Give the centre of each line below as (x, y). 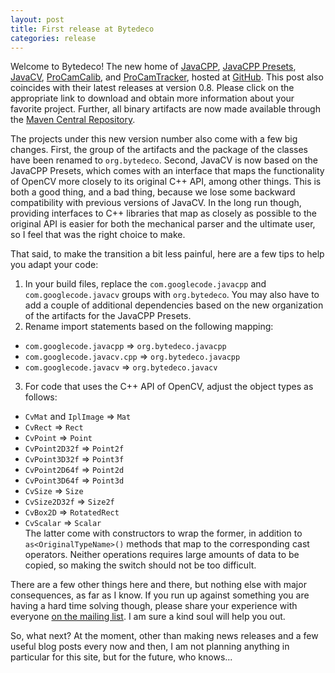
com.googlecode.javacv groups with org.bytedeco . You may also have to (172, 295)
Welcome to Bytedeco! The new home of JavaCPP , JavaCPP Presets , (153, 67)
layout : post (37, 19)
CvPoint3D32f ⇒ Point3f (74, 459)
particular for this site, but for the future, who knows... (121, 657)
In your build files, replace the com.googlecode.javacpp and (145, 284)
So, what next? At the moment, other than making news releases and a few (164, 636)
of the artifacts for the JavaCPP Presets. (108, 316)
